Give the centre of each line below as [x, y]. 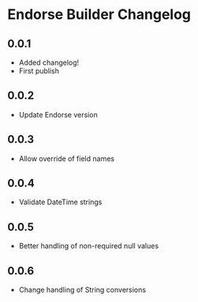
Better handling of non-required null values [89, 246]
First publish [39, 71]
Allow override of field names [67, 158]
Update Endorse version [58, 114]
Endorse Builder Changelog [99, 15]
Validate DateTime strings [60, 202]
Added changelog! [49, 62]
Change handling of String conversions [82, 290]
